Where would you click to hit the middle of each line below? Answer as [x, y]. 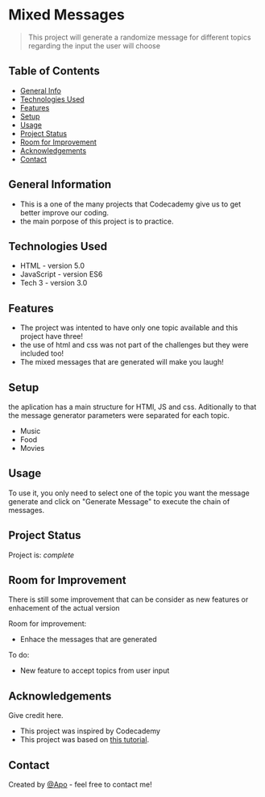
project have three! [51, 336]
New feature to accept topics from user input [95, 670]
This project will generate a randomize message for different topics [139, 37]
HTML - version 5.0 [52, 266]
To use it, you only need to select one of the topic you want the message [129, 493]
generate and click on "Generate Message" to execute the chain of [119, 501]
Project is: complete [41, 555]
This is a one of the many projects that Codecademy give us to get [130, 204]
